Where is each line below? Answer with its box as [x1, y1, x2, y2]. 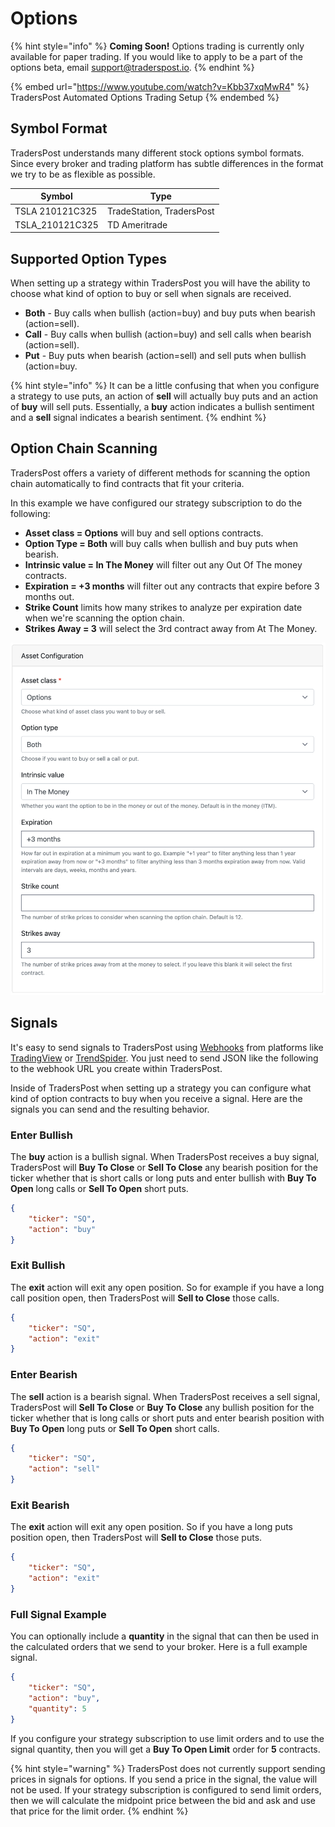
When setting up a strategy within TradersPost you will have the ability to [10, 277, 311, 289]
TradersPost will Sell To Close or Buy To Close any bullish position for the [10, 1401, 315, 1413]
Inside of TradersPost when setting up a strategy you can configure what [10, 1082, 312, 1094]
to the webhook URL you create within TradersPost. [10, 1062, 223, 1074]
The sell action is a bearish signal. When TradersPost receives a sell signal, [10, 1390, 321, 1402]
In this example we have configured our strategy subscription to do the [10, 497, 303, 509]
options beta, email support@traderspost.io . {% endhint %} [10, 61, 255, 73]
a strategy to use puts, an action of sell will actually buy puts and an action [10, 390, 319, 402]
